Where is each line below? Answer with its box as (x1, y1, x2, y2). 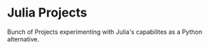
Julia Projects (7, 5, 88, 21)
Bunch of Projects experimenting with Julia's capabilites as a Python (7, 28, 203, 36)
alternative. (7, 35, 39, 43)
